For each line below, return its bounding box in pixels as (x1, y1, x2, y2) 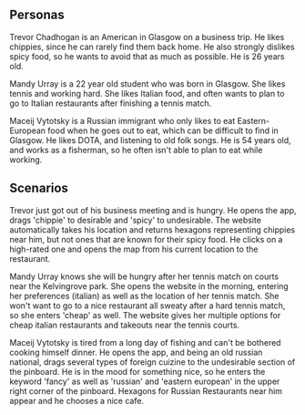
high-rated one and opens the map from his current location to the (9, 244, 259, 254)
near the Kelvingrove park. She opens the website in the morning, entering (9, 280, 289, 291)
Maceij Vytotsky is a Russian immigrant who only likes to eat (9, 115, 236, 126)
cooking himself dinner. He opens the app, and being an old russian (9, 347, 263, 358)
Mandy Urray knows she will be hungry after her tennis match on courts (9, 271, 280, 282)
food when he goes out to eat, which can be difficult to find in (47, 125, 280, 136)
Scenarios (9, 181, 68, 196)
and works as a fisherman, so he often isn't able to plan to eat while (9, 144, 263, 155)
